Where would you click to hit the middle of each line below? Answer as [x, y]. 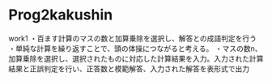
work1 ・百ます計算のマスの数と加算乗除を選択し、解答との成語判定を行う [133, 38]
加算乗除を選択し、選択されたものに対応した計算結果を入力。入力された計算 [136, 58]
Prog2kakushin [61, 15]
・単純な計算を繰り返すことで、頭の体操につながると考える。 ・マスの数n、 [135, 48]
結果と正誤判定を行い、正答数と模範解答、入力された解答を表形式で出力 [129, 68]
